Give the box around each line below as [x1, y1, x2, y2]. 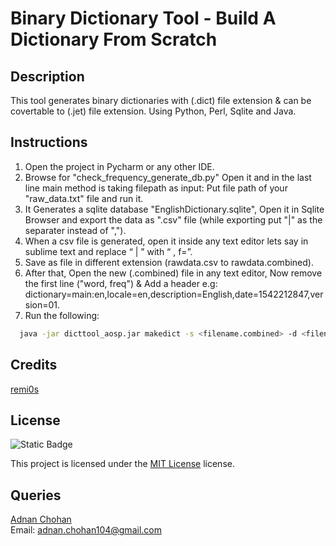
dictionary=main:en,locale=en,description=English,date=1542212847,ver [24, 288, 324, 300]
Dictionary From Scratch [10, 28, 218, 51]
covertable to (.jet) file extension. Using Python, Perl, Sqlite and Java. [10, 105, 297, 117]
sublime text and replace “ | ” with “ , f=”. [24, 245, 193, 257]
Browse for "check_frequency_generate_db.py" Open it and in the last [24, 171, 312, 183]
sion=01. [24, 298, 61, 311]
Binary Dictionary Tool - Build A [10, 7, 277, 30]
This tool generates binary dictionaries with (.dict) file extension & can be [10, 95, 312, 106]
